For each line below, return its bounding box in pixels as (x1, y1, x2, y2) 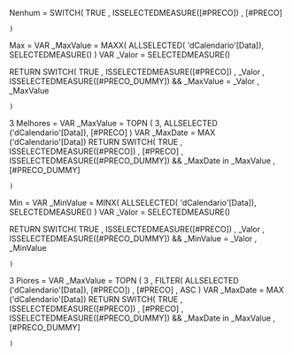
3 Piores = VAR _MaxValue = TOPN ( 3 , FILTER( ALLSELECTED (9, 276, 239, 285)
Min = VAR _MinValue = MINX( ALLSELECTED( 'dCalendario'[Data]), (9, 198, 257, 208)
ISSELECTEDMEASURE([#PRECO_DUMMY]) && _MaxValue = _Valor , (9, 76, 259, 87)
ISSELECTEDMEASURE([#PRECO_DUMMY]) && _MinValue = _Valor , (9, 233, 258, 244)
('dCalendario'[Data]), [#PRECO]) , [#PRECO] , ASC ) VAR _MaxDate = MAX (9, 284, 285, 295)
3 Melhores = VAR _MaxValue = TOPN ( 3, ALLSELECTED (9, 118, 219, 128)
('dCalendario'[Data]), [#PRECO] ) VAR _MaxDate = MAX (9, 127, 216, 138)
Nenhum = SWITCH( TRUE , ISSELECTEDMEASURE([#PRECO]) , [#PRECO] (9, 8, 283, 18)
